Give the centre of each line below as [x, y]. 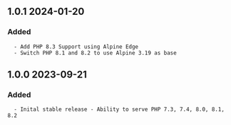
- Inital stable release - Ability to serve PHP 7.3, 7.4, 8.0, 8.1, [119, 109]
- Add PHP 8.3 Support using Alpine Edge [76, 47]
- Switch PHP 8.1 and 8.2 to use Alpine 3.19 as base [95, 53]
